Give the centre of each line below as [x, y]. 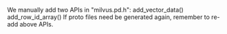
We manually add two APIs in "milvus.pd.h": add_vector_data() [95, 10]
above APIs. [36, 24]
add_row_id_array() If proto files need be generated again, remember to [108, 17]
